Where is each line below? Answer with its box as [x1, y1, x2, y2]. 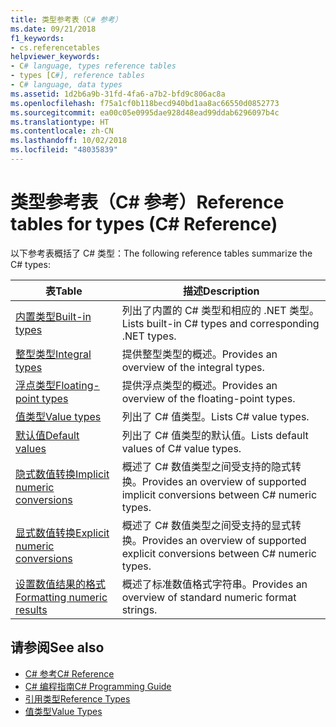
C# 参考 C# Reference [24, 667, 115, 680]
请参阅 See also [10, 639, 105, 656]
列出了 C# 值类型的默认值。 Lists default [121, 428, 309, 442]
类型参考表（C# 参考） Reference [10, 191, 285, 214]
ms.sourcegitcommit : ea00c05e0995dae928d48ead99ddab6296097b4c [10, 107, 280, 118]
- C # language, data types [10, 80, 123, 90]
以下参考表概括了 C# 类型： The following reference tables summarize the [10, 247, 313, 259]
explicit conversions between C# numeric [121, 546, 317, 560]
